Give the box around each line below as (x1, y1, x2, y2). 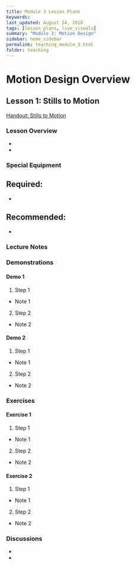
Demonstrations (6, 259, 54, 267)
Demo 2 (6, 334, 25, 341)
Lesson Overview (6, 127, 57, 135)
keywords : (6, 14, 31, 20)
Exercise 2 (6, 472, 33, 479)
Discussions (6, 535, 43, 543)
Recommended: (6, 212, 66, 222)
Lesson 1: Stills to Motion (6, 96, 100, 106)
